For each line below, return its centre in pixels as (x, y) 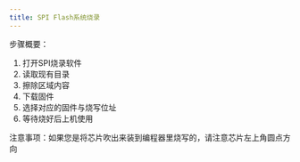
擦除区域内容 (46, 85)
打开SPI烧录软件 (52, 62)
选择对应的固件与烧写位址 (69, 107)
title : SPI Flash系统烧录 (55, 17)
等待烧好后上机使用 (58, 118)
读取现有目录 (46, 74)
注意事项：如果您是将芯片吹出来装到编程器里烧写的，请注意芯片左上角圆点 (146, 137)
